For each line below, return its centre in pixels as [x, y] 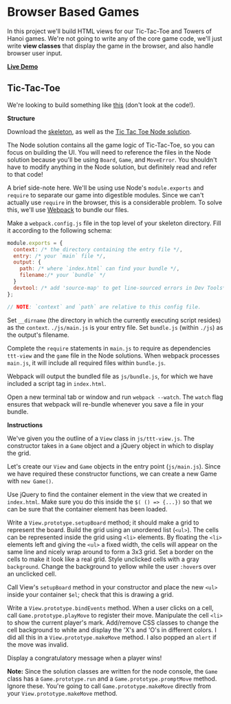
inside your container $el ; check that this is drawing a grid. [90, 594]
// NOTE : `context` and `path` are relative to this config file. [104, 307]
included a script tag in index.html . [57, 383]
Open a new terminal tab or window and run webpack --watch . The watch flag [115, 397]
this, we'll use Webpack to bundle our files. [68, 209]
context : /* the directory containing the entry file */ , [98, 249]
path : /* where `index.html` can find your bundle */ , [100, 269]
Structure [21, 118]
